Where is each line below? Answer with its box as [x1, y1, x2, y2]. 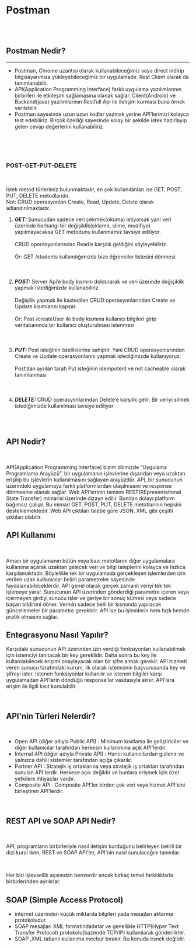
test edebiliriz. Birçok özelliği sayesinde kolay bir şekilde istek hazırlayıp [14, 116, 187, 123]
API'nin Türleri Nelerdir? [6, 711, 96, 721]
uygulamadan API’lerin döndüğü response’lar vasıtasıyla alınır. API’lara [6, 677, 175, 684]
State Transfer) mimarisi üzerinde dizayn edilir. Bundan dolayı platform [6, 495, 175, 502]
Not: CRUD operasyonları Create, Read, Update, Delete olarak [6, 198, 155, 205]
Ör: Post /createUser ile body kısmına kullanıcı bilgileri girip [14, 315, 156, 322]
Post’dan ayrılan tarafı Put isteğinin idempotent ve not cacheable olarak [14, 365, 185, 372]
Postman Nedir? [6, 46, 66, 56]
